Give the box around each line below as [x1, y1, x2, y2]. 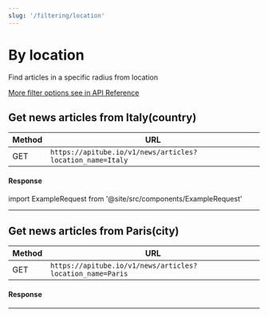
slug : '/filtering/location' [8, 11, 105, 20]
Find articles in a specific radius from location [8, 72, 158, 82]
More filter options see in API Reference [8, 88, 140, 97]
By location [8, 45, 85, 64]
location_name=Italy [50, 156, 128, 165]
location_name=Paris [50, 269, 128, 279]
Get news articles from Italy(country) [8, 111, 197, 124]
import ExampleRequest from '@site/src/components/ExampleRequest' [8, 194, 242, 203]
